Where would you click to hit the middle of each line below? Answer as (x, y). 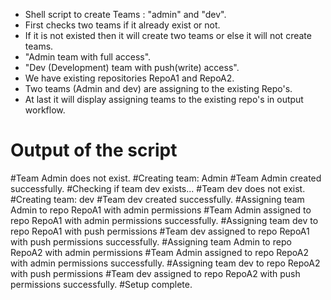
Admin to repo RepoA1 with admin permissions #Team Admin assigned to (161, 210)
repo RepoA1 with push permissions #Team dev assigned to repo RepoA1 (160, 231)
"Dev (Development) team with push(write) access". (132, 67)
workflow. (45, 110)
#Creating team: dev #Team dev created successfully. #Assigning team (157, 199)
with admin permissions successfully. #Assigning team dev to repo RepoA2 (165, 263)
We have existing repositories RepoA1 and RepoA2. (129, 78)
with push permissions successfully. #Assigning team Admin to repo (151, 241)
